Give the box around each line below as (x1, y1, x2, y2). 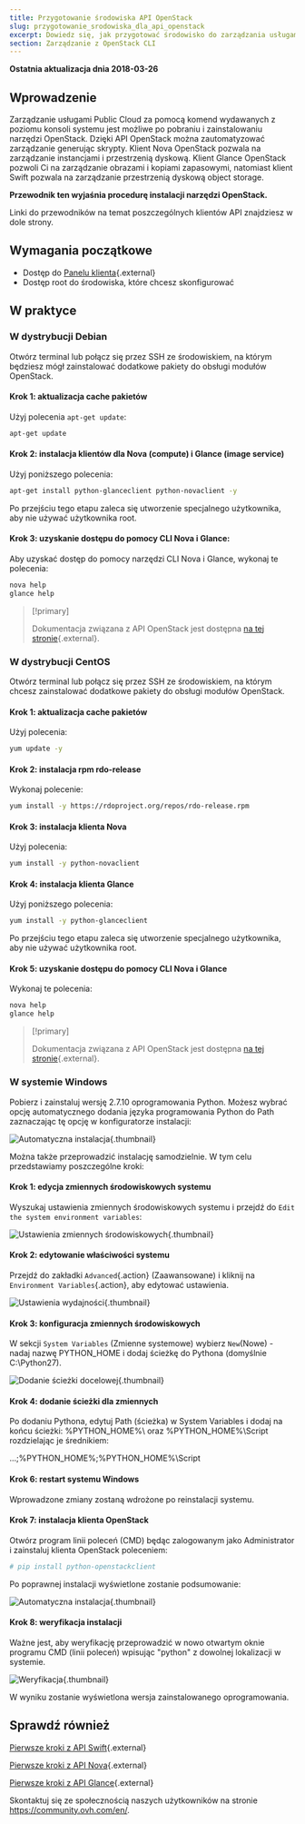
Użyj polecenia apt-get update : (9, 411, 127, 422)
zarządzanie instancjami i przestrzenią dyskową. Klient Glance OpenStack (9, 153, 287, 164)
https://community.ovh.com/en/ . (9, 1804, 130, 1815)
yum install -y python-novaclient (9, 859, 141, 868)
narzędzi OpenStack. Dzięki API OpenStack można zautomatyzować (9, 134, 265, 144)
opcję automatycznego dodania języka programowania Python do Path (9, 1105, 275, 1117)
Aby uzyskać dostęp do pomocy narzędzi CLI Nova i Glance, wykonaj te (9, 553, 279, 564)
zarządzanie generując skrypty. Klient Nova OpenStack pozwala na (9, 143, 261, 154)
